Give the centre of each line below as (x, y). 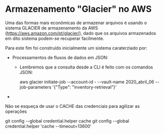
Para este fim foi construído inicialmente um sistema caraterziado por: (76, 48)
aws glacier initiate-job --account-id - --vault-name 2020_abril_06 (87, 82)
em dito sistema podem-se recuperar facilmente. (55, 38)
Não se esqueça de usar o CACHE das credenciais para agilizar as (72, 106)
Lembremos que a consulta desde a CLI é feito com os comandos (86, 67)
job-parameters (35, 87)
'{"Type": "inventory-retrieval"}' (84, 87)
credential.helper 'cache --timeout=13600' (49, 126)
